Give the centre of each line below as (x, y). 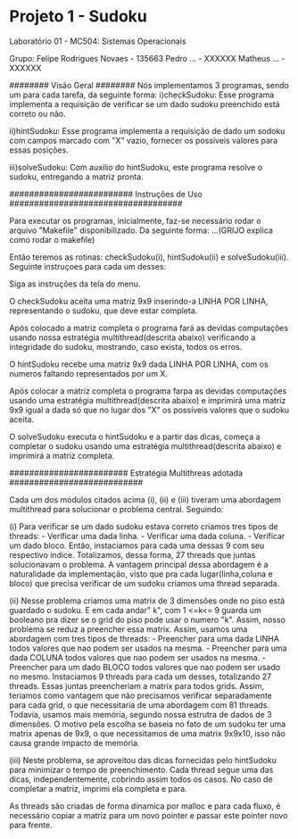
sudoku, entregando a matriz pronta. (77, 177)
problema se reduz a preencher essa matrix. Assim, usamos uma (128, 629)
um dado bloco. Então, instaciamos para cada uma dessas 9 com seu (137, 545)
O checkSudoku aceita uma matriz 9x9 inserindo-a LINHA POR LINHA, (139, 301)
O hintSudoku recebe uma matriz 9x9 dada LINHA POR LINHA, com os (139, 364)
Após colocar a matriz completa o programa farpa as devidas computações (148, 391)
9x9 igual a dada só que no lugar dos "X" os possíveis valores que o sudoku (149, 410)
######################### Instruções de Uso (106, 194)
